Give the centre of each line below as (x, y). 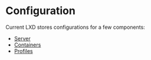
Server (22, 38)
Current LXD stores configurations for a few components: (75, 27)
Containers (27, 45)
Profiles (23, 51)
